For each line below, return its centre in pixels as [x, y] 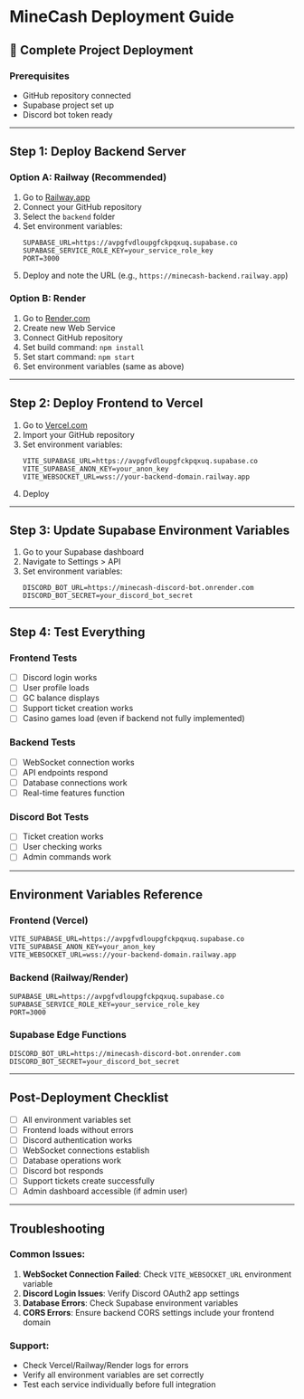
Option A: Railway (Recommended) [88, 177]
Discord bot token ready [67, 114]
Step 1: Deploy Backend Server [98, 152]
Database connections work [75, 782]
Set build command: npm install [83, 347]
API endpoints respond [65, 772]
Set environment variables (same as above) [103, 366]
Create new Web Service [69, 328]
